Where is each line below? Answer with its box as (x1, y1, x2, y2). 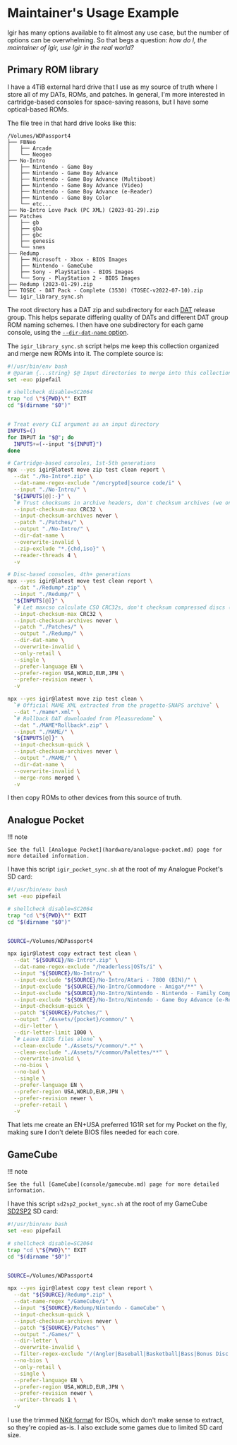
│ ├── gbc (7, 231, 42, 238)
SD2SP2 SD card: (7, 1207, 59, 1215)
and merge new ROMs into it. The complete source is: (7, 349, 164, 357)
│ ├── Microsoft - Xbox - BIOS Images (7, 256, 128, 263)
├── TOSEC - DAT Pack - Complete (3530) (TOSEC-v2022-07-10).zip (7, 287, 203, 294)
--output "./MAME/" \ (13, 754, 78, 761)
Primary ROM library (7, 64, 99, 76)
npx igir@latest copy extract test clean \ (7, 950, 138, 958)
